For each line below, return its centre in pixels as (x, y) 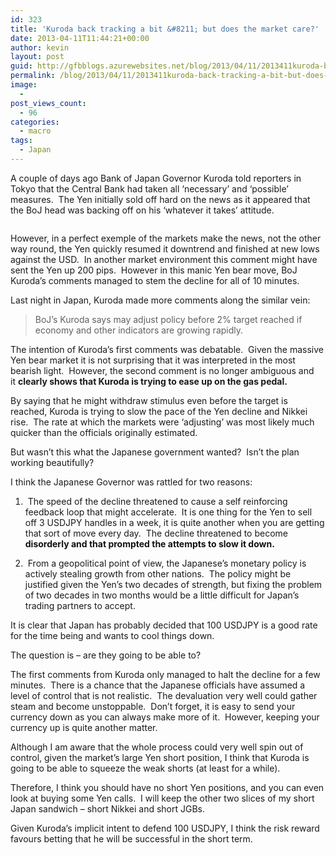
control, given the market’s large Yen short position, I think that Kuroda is (160, 757)
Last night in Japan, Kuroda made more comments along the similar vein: (160, 300)
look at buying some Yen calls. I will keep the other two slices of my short (162, 798)
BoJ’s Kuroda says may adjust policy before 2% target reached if (168, 319)
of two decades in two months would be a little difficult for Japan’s (162, 595)
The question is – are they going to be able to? (106, 655)
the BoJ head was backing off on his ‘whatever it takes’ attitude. (142, 210)
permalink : (33, 76)
